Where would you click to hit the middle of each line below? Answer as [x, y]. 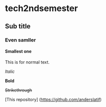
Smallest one [18, 52]
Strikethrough [19, 90]
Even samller [20, 40]
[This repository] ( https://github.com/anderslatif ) [53, 99]
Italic [10, 71]
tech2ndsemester [41, 8]
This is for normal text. [27, 62]
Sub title [18, 26]
